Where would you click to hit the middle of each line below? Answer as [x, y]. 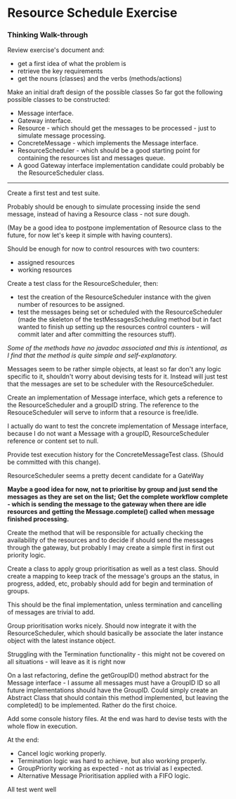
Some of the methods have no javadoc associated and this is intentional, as [117, 348]
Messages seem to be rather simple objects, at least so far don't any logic [114, 369]
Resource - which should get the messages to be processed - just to [117, 128]
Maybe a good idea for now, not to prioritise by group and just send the [113, 489]
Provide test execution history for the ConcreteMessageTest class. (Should [116, 455]
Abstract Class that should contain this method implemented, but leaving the [118, 698]
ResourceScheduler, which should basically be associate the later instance [115, 633]
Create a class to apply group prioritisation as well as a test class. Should [113, 569]
